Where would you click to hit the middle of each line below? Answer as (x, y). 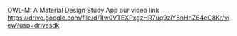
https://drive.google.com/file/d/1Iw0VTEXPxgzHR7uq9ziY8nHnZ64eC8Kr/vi (118, 18)
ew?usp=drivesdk (33, 25)
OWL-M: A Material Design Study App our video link (83, 10)
